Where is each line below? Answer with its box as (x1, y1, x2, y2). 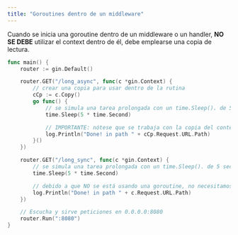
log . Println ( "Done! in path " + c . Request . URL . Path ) (33, 189, 192, 196)
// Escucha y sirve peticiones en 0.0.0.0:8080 (20, 209, 163, 216)
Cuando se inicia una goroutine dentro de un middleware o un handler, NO (7, 30, 225, 38)
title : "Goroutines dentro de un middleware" (7, 10, 144, 18)
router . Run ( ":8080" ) (20, 215, 81, 222)
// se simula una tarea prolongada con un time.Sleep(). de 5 (33, 163, 220, 170)
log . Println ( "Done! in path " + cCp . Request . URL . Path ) (45, 131, 211, 138)
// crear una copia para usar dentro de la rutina (33, 84, 186, 92)
